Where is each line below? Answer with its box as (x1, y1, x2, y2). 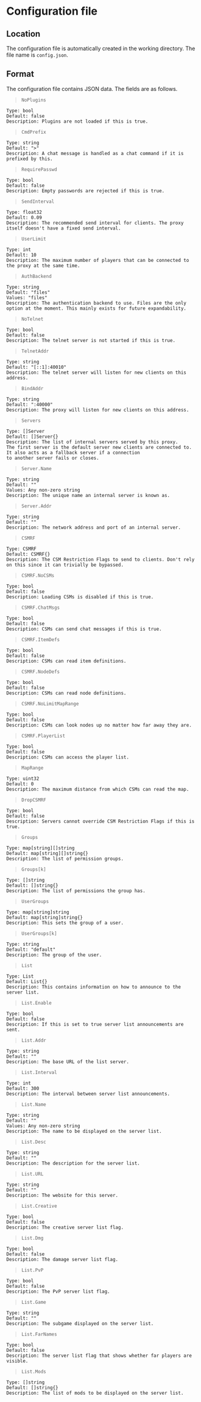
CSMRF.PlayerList (21, 733, 66, 739)
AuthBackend (21, 273, 52, 279)
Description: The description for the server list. (6, 1160, 140, 1166)
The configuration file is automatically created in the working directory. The (6, 45, 196, 52)
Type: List (6, 973, 34, 979)
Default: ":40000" (6, 401, 53, 407)
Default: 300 (6, 1085, 40, 1091)
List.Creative (21, 1203, 57, 1209)
